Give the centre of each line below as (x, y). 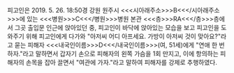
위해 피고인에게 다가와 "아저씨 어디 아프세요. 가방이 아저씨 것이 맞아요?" (123, 36)
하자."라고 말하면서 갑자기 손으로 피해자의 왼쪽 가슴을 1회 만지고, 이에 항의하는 (113, 54)
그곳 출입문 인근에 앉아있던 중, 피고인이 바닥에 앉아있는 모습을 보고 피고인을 (117, 27)
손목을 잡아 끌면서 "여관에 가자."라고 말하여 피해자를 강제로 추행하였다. (122, 62)
